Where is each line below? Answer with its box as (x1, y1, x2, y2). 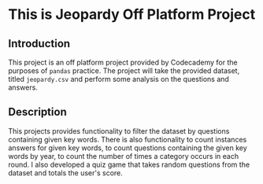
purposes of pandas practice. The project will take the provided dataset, (8, 66, 240, 75)
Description (8, 105, 67, 119)
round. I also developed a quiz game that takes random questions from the (8, 160, 250, 169)
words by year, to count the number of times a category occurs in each (8, 151, 239, 160)
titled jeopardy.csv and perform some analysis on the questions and (8, 75, 230, 83)
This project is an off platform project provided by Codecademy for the (8, 57, 238, 67)
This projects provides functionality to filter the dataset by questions (8, 126, 230, 135)
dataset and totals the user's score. (8, 167, 124, 178)
